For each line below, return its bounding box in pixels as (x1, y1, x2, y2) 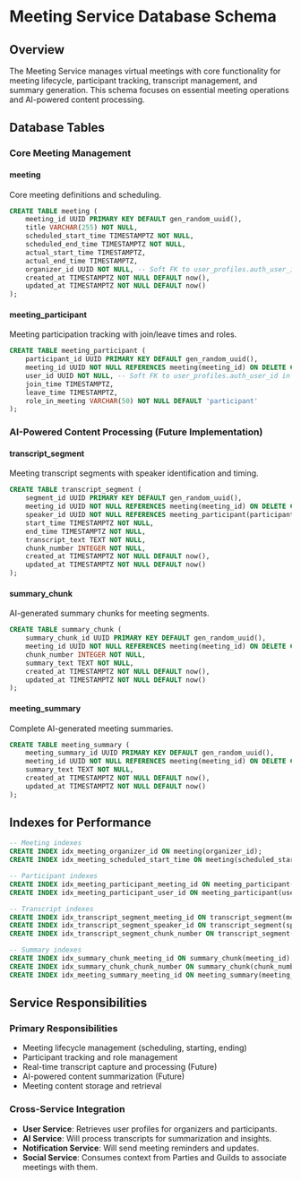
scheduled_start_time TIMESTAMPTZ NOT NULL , (25, 231, 194, 241)
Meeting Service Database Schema (9, 6, 278, 27)
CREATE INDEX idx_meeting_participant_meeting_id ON (9, 880, 211, 889)
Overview (9, 42, 65, 57)
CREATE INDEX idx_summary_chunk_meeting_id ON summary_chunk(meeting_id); (9, 954, 295, 963)
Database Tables (9, 120, 106, 135)
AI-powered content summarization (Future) (21, 1071, 185, 1082)
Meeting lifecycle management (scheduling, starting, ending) (21, 1042, 248, 1054)
